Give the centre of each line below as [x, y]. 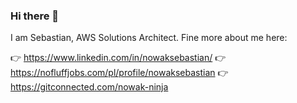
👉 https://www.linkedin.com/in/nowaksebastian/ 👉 [118, 58]
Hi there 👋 [35, 16]
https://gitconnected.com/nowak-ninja [89, 87]
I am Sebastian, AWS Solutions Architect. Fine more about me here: [149, 38]
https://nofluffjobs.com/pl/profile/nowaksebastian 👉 [119, 73]
